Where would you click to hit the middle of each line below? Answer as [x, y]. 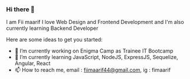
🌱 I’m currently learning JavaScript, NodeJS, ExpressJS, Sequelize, [96, 57]
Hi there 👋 [21, 9]
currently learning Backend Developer [52, 28]
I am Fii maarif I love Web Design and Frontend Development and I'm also [95, 22]
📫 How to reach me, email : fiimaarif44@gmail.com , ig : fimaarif [93, 70]
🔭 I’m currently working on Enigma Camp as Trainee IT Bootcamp [94, 51]
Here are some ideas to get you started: [55, 40]
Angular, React [32, 63]
